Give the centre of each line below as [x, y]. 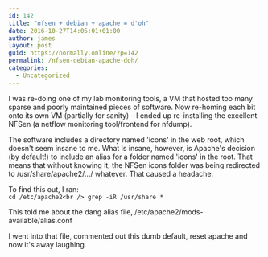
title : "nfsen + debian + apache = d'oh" [79, 23]
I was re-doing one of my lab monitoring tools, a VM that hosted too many [131, 98]
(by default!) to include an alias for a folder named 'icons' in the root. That [131, 157]
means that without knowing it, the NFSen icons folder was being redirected [134, 165]
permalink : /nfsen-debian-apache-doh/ [73, 61]
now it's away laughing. [47, 244]
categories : [28, 68]
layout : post [30, 46]
